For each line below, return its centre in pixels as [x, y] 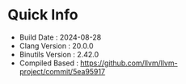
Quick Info [43, 15]
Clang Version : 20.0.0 [56, 45]
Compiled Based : [49, 63]
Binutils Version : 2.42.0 [59, 54]
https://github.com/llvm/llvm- [129, 63]
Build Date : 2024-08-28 [60, 37]
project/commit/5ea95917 [62, 71]
